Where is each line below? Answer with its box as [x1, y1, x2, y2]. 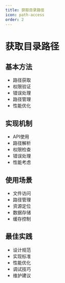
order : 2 [5, 17, 24, 22]
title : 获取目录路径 [5, 7, 45, 13]
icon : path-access [5, 12, 45, 17]
